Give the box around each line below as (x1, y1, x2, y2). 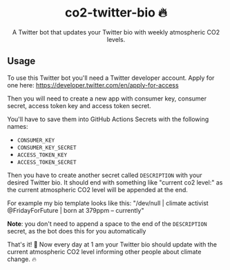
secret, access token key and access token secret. (7, 101, 151, 110)
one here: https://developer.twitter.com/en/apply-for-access (7, 81, 179, 89)
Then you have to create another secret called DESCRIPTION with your (7, 171, 202, 179)
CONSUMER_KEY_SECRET (17, 144, 77, 151)
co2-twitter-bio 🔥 (64, 5, 168, 21)
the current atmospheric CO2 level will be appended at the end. (7, 185, 189, 194)
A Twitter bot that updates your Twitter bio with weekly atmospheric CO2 (12, 28, 220, 36)
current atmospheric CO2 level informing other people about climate (7, 247, 202, 256)
